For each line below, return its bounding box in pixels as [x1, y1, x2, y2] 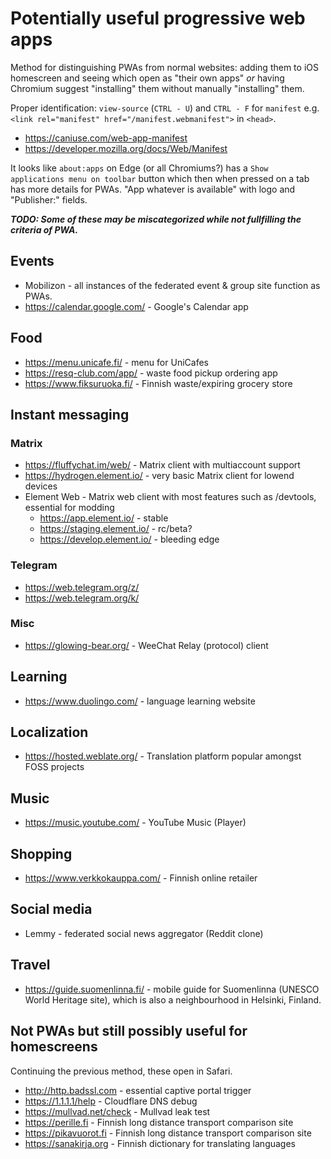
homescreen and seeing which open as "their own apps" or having [10, 72, 285, 84]
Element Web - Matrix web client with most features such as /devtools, [24, 491, 317, 503]
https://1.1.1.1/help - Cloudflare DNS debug [24, 1095, 198, 1107]
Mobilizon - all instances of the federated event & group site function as [24, 279, 321, 291]
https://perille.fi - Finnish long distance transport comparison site [24, 1116, 294, 1128]
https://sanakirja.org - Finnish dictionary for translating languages [24, 1137, 296, 1149]
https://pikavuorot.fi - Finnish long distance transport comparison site [24, 1127, 312, 1139]
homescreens [10, 1038, 98, 1056]
